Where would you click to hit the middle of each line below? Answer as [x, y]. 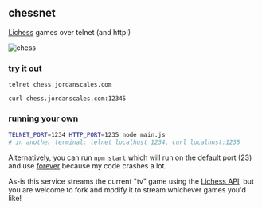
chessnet [32, 13]
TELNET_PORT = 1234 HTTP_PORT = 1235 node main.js [87, 135]
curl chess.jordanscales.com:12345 [67, 99]
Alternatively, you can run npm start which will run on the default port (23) [130, 157]
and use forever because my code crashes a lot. [88, 166]
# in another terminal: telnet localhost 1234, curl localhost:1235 [124, 142]
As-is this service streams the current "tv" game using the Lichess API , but [131, 181]
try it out [25, 68]
